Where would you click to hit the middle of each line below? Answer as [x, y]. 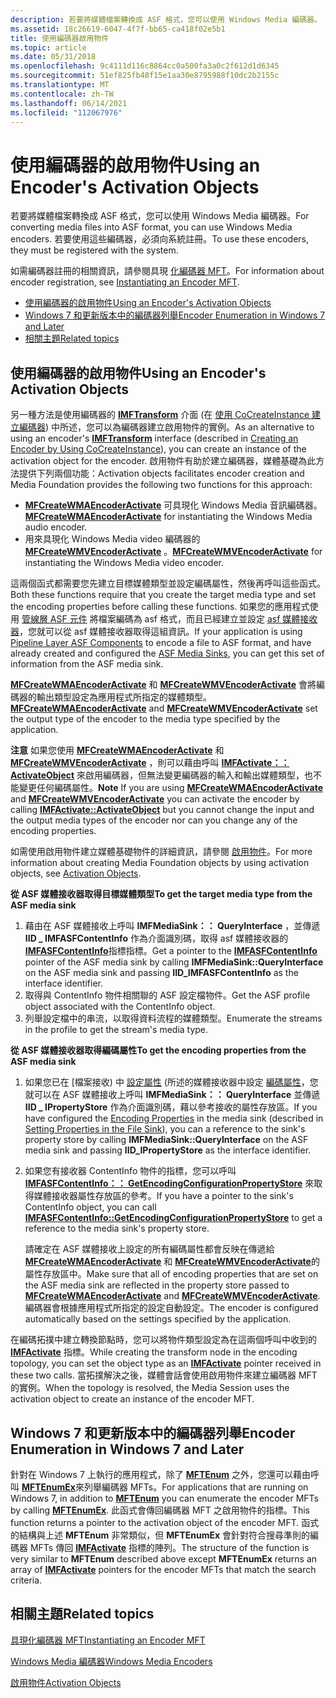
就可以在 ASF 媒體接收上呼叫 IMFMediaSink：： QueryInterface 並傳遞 [172, 1095]
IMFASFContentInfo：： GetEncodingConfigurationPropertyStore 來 [169, 1183]
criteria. [26, 1580]
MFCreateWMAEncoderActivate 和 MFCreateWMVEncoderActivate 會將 [163, 685]
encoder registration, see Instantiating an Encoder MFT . [125, 282]
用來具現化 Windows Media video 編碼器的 [112, 539]
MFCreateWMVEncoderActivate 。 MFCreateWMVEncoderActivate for [173, 552]
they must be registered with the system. [94, 250]
